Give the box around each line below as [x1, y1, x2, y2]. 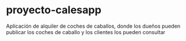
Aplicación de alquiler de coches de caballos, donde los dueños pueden [6, 23, 181, 29]
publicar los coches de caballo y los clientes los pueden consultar [6, 28, 165, 35]
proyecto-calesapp [6, 3, 102, 17]
